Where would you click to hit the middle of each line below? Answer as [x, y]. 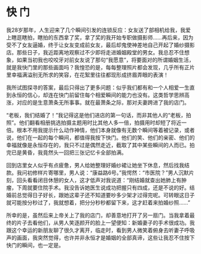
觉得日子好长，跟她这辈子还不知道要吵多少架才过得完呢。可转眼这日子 [108, 195]
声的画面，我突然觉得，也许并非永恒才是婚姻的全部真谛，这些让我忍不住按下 [100, 237]
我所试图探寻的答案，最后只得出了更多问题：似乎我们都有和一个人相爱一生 [98, 87]
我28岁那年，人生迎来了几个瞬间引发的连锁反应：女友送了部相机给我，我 [96, 30]
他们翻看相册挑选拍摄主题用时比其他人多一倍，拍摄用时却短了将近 [100, 123]
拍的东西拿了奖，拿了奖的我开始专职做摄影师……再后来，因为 [118, 37]
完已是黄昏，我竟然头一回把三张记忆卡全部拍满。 [66, 152]
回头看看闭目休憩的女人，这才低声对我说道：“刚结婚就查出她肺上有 [99, 180]
